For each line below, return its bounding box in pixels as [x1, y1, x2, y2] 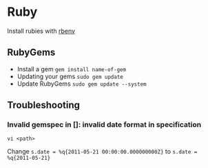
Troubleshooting [7, 99, 81, 111]
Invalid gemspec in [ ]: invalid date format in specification [7, 120, 202, 130]
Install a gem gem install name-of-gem [17, 64, 126, 73]
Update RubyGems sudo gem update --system [17, 80, 147, 88]
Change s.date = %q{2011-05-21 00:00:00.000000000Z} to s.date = [7, 147, 198, 156]
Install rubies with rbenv [7, 27, 76, 35]
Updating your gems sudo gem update [17, 72, 124, 80]
